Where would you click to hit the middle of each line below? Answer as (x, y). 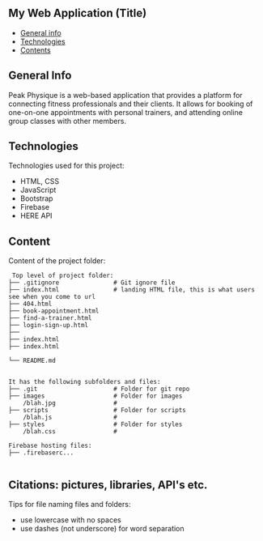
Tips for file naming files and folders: (70, 505)
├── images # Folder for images (95, 396)
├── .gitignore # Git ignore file (92, 283)
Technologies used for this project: (66, 166)
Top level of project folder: (63, 276)
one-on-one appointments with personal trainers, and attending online (125, 112)
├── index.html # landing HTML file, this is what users (131, 290)
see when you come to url (52, 297)
